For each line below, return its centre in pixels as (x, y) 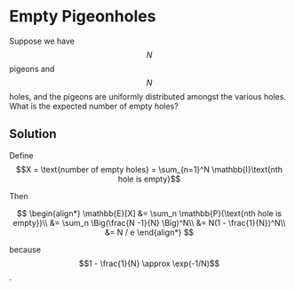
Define (21, 155)
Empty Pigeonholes (83, 16)
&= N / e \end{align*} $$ (149, 232)
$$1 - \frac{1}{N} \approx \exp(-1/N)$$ (149, 263)
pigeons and (32, 68)
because (25, 249)
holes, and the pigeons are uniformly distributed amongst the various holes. (148, 96)
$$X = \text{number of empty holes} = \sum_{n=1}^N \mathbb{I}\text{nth (149, 169)
